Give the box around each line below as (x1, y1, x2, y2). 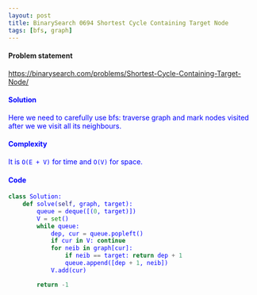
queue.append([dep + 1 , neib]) (64, 259, 169, 267)
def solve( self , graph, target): (22, 200, 133, 209)
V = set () (36, 215, 69, 223)
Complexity (8, 140, 48, 149)
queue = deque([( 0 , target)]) (36, 207, 136, 215)
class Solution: (8, 193, 62, 201)
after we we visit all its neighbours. (8, 121, 121, 131)
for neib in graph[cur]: (50, 244, 133, 252)
